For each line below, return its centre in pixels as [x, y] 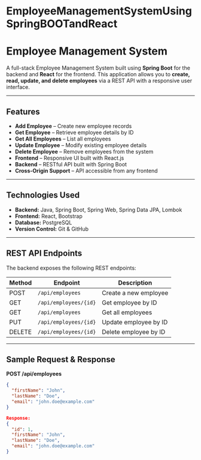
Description [135, 282]
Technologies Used [43, 195]
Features [23, 111]
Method [21, 282]
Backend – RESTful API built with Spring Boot [71, 164]
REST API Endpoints [44, 253]
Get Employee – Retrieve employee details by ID [74, 132]
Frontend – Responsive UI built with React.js [69, 158]
